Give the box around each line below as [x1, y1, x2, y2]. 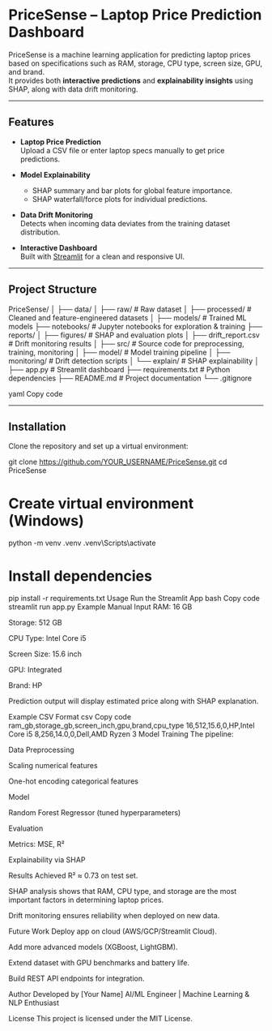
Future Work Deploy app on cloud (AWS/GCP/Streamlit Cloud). [8, 926, 217, 936]
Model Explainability [19, 170, 91, 179]
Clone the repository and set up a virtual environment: [8, 441, 189, 451]
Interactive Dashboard [19, 243, 98, 252]
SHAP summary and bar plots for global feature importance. [32, 185, 233, 195]
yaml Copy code [8, 389, 63, 398]
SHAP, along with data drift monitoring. [8, 84, 138, 94]
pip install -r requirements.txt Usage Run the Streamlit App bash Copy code [8, 594, 261, 604]
